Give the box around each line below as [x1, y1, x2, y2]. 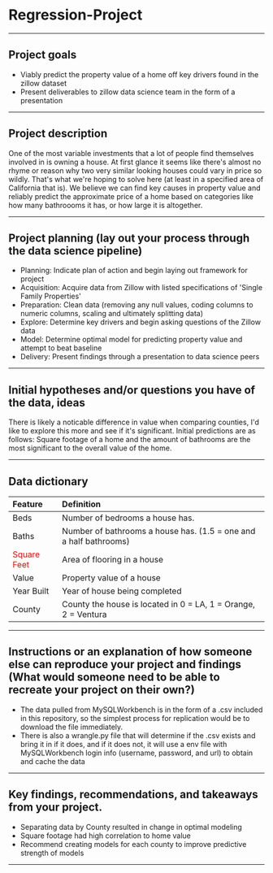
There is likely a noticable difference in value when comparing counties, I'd [8, 417, 260, 428]
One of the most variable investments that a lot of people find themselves [8, 148, 254, 158]
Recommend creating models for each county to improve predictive [19, 839, 247, 849]
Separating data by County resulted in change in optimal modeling [19, 822, 242, 832]
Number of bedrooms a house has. [62, 512, 195, 523]
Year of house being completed [62, 585, 182, 597]
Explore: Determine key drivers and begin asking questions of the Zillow [19, 317, 262, 327]
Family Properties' [19, 291, 81, 302]
